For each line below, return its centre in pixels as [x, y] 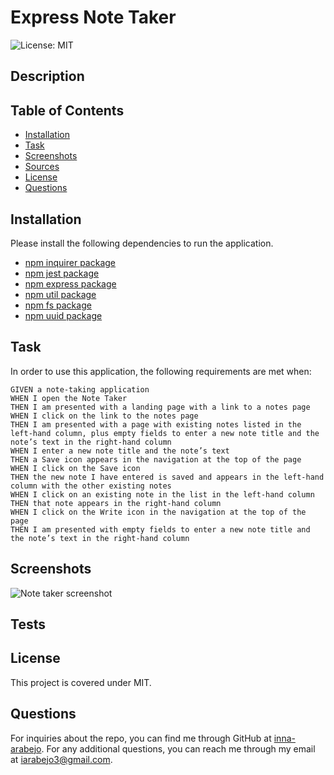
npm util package [60, 294]
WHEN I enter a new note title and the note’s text [120, 451]
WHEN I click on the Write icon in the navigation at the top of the [158, 512]
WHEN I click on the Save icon [75, 468]
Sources [42, 167]
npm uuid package [63, 315]
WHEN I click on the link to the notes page [104, 416]
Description [47, 76]
